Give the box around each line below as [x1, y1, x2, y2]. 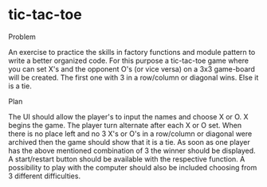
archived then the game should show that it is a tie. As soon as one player [8, 137, 251, 146]
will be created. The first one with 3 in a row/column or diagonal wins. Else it [8, 72, 259, 82]
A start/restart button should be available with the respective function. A [8, 154, 245, 164]
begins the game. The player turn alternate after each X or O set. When [8, 120, 241, 130]
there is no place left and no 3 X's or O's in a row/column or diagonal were [8, 129, 253, 138]
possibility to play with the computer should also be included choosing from [8, 162, 257, 172]
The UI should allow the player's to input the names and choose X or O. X [8, 111, 249, 121]
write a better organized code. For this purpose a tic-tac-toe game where [8, 56, 249, 65]
